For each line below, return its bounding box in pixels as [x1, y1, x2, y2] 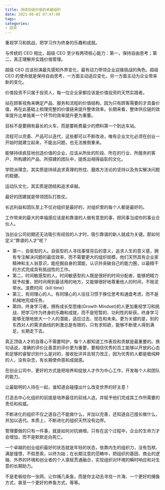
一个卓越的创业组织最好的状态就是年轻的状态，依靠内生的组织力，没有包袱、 [5, 445, 160, 451]
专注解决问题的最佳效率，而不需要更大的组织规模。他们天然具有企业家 [16, 254, 159, 260]
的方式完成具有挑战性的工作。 [12, 267, 73, 273]
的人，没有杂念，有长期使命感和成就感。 [5, 357, 87, 363]
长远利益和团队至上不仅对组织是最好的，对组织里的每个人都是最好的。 [5, 204, 147, 210]
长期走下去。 [21, 328, 47, 334]
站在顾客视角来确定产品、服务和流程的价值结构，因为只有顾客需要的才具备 [5, 100, 156, 106]
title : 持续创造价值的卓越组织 [5, 7, 61, 12]
